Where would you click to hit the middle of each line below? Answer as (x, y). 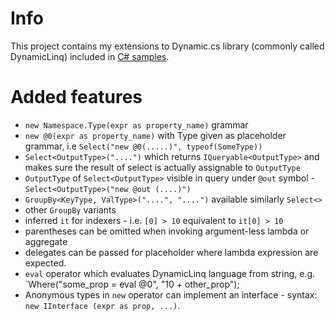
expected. (45, 263)
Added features (76, 97)
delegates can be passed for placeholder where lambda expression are (171, 252)
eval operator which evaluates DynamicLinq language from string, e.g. (170, 273)
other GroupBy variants (70, 209)
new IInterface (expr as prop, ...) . (102, 305)
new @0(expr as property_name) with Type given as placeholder (155, 135)
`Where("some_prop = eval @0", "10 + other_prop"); (132, 284)
